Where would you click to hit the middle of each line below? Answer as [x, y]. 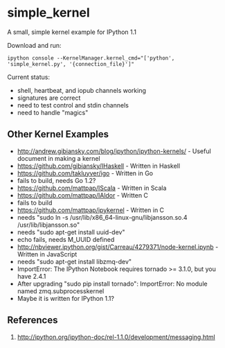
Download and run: [34, 45]
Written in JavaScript [47, 254]
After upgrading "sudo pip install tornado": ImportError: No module [112, 284]
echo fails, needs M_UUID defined [66, 239]
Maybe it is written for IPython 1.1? [65, 298]
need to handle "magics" [53, 112]
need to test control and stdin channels [73, 105]
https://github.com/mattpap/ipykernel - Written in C [91, 210]
